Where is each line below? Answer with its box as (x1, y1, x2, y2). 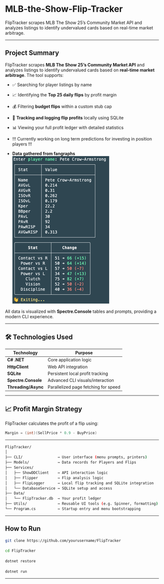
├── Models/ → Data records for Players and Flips (5, 460, 137, 465)
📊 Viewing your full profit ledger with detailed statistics (12, 124, 124, 130)
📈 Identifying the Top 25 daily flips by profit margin (12, 92, 117, 97)
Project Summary (5, 49, 60, 57)
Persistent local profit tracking (47, 371, 108, 376)
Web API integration (47, 364, 88, 370)
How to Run (5, 525, 41, 533)
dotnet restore (5, 559, 36, 564)
